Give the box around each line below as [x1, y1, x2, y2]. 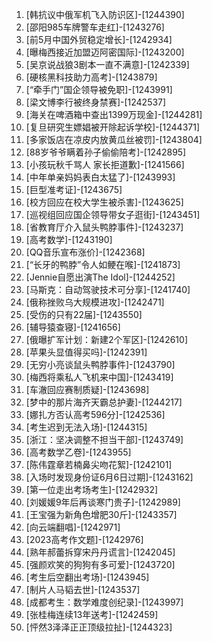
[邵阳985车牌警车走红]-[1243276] [25, 21, 165, 33]
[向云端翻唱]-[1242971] [25, 521, 121, 533]
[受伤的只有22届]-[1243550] [25, 309, 143, 320]
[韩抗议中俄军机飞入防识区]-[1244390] [25, 9, 185, 20]
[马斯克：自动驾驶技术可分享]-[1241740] [25, 284, 191, 295]
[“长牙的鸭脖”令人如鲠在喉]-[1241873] [25, 259, 181, 270]
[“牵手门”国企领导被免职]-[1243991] [25, 84, 173, 95]
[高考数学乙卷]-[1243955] [25, 446, 132, 458]
